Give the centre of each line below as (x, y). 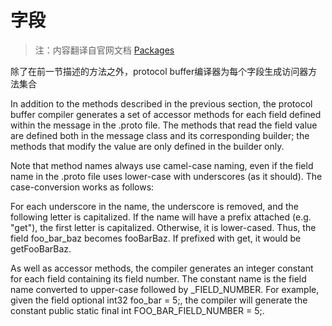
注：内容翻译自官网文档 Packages (104, 50)
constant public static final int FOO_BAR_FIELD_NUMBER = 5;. (137, 310)
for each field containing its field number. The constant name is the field (158, 278)
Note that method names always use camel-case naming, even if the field (162, 165)
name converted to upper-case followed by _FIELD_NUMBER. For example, (165, 289)
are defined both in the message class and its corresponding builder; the (160, 135)
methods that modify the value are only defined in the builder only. (147, 146)
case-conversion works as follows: (82, 187)
